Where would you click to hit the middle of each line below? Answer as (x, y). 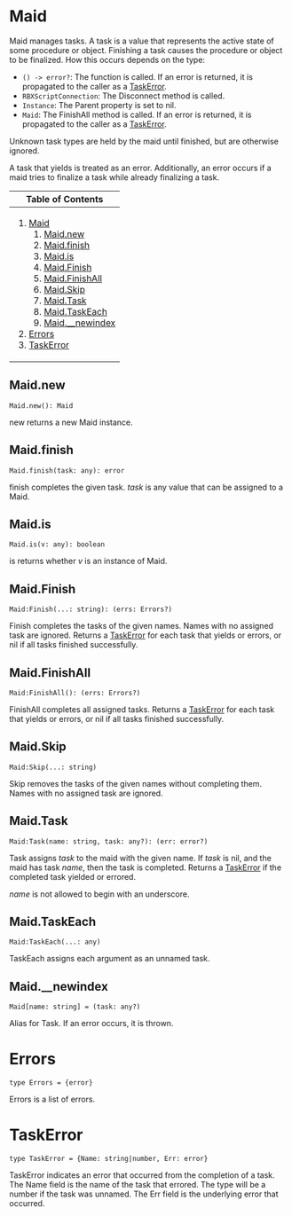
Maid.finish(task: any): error (67, 471)
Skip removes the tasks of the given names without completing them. (136, 783)
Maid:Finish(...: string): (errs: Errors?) (91, 609)
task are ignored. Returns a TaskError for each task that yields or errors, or (146, 635)
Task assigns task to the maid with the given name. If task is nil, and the (141, 858)
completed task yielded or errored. (72, 876)
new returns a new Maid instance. (71, 422)
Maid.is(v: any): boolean (57, 545)
